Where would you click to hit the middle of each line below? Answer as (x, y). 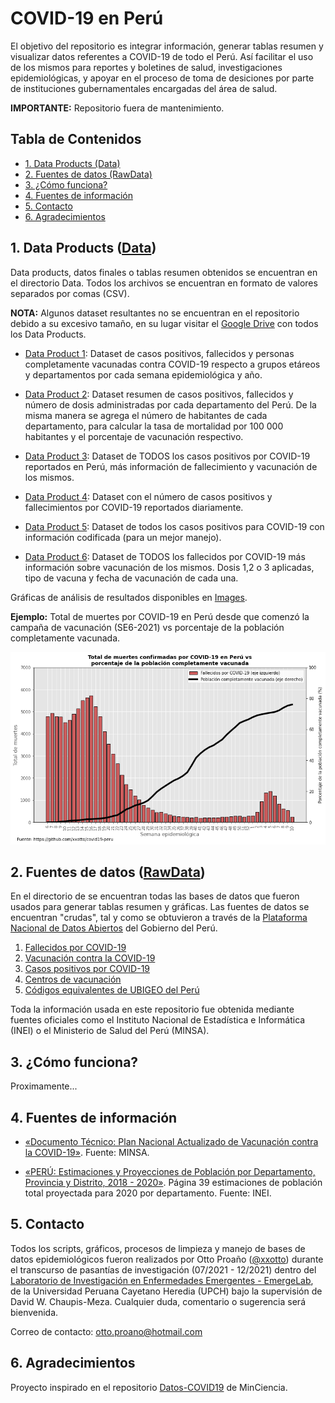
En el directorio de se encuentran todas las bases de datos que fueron (155, 896)
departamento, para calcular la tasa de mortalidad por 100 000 (154, 426)
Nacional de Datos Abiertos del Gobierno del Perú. (114, 928)
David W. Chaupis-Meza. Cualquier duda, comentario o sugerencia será (158, 1301)
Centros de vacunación (73, 979)
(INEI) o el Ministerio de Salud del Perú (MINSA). (110, 1031)
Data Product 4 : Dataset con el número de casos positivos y (148, 496)
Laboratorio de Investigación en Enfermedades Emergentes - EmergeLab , (162, 1280)
